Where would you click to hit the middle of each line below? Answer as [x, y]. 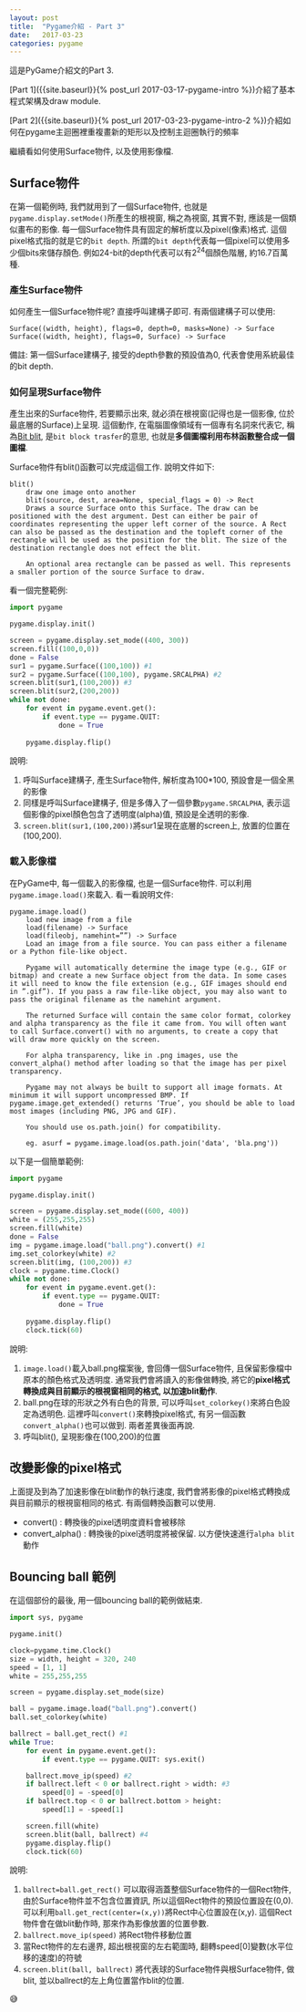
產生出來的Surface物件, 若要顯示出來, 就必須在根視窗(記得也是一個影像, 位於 [152, 414]
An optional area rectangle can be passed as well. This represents [158, 565]
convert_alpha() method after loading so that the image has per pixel [148, 1063]
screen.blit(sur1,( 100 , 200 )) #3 [71, 683]
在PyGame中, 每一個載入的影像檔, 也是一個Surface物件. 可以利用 [131, 883]
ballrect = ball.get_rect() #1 [69, 1734]
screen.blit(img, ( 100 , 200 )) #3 [71, 1262]
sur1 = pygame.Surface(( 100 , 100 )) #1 [81, 666]
